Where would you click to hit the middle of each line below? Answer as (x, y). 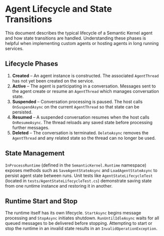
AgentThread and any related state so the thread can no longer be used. (84, 138)
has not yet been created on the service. (53, 81)
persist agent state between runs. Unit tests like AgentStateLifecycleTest (79, 175)
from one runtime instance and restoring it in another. (59, 186)
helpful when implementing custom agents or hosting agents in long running (82, 43)
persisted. (22, 112)
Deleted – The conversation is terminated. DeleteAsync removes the (80, 132)
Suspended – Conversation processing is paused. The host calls (77, 102)
